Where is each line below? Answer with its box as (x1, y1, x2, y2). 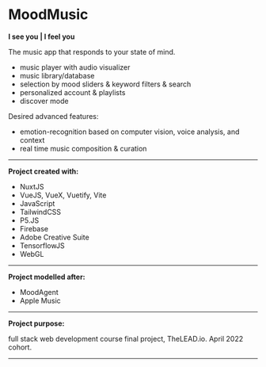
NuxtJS (19, 182, 45, 191)
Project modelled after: (8, 272, 85, 281)
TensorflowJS (19, 240, 65, 250)
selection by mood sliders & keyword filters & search (19, 79, 192, 89)
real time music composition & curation (19, 143, 147, 153)
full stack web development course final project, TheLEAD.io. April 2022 (8, 334, 244, 343)
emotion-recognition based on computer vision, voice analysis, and (19, 127, 240, 136)
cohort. (8, 342, 32, 352)
